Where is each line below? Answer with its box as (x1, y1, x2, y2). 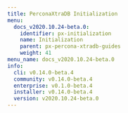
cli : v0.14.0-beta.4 (13, 69, 74, 76)
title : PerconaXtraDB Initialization (7, 10, 118, 18)
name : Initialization (20, 36, 83, 44)
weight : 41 (20, 50, 52, 57)
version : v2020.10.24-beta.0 (13, 95, 99, 102)
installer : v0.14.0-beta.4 (13, 88, 93, 95)
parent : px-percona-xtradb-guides (20, 43, 121, 50)
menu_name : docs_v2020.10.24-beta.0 (7, 56, 115, 63)
